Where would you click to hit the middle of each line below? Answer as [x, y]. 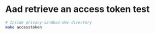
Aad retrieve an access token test [77, 9]
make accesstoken [24, 27]
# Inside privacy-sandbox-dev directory [49, 22]
